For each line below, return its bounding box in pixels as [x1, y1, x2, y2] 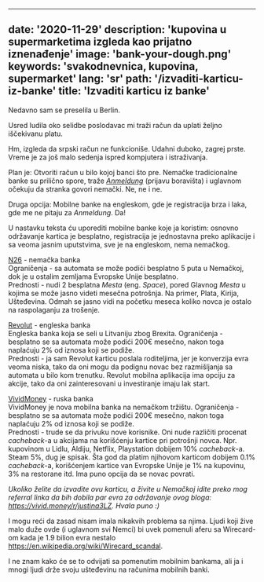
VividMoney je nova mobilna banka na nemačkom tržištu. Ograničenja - [8, 402, 240, 412]
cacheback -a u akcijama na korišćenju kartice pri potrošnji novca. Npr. [8, 435, 237, 445]
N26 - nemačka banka [8, 254, 81, 264]
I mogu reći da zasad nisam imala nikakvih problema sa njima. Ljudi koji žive [8, 516, 254, 525]
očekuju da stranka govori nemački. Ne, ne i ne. [8, 184, 163, 193]
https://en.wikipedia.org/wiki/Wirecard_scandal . [8, 541, 163, 551]
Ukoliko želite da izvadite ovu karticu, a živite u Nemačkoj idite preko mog [8, 484, 247, 493]
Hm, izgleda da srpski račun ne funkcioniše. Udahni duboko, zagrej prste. [8, 144, 246, 153]
